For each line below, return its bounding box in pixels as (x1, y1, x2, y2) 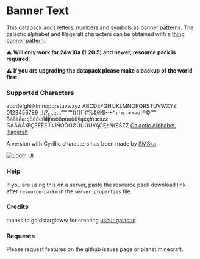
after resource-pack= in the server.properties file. (6, 187, 132, 195)
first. (6, 73, 20, 80)
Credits (6, 202, 29, 211)
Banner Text (6, 4, 69, 18)
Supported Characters (6, 88, 74, 97)
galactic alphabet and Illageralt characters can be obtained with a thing (6, 30, 185, 37)
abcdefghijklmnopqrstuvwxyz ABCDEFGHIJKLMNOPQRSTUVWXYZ (6, 102, 177, 110)
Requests (6, 232, 35, 240)
